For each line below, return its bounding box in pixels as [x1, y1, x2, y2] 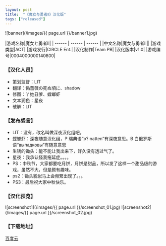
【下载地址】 [5, 223, 36, 230]
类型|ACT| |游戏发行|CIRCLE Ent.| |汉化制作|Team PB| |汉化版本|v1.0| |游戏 [5, 47, 157, 53]
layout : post [5, 7, 32, 12]
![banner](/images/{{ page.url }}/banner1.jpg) [5, 30, 98, 36]
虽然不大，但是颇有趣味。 [21, 166, 73, 172]
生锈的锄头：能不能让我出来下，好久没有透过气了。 [12, 148, 117, 154]
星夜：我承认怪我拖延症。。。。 [12, 154, 71, 160]
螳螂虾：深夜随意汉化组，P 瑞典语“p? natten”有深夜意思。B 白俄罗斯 [12, 135, 152, 142]
